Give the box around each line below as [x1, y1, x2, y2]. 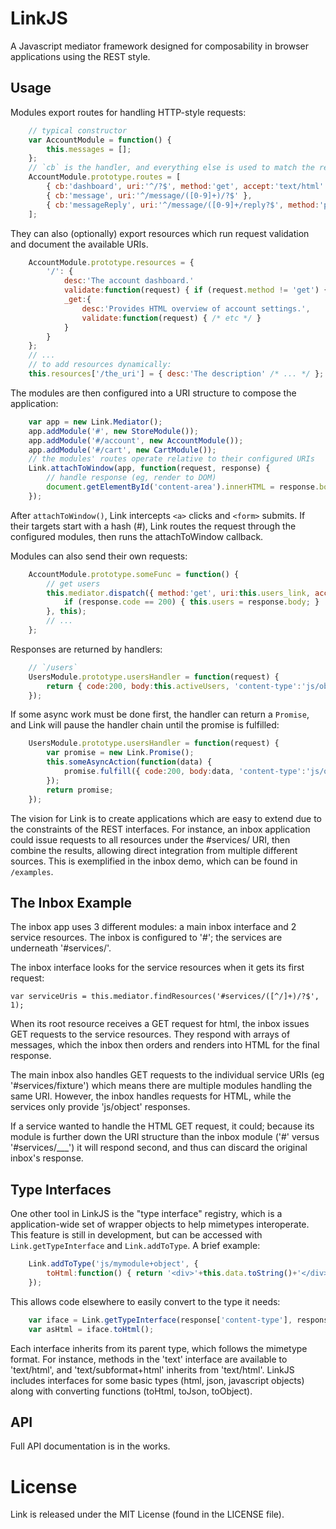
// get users [46, 578, 101, 589]
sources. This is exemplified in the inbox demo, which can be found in [10, 855, 298, 867]
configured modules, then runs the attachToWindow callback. [10, 530, 264, 542]
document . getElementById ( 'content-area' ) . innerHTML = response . [46, 482, 320, 492]
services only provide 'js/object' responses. [10, 1101, 191, 1113]
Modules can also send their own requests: [10, 550, 188, 562]
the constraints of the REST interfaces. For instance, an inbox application [10, 823, 311, 835]
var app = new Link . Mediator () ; [28, 417, 163, 427]
